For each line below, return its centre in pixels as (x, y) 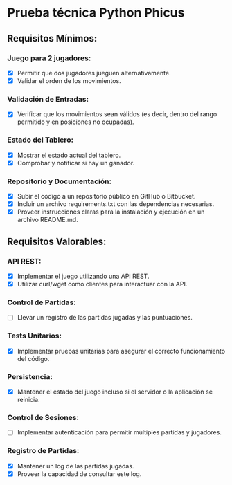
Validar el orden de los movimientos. (69, 80)
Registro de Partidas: (43, 451)
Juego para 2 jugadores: (49, 58)
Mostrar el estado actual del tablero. (69, 155)
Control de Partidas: (42, 302)
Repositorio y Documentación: (60, 181)
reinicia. (28, 400)
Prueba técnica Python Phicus (96, 13)
